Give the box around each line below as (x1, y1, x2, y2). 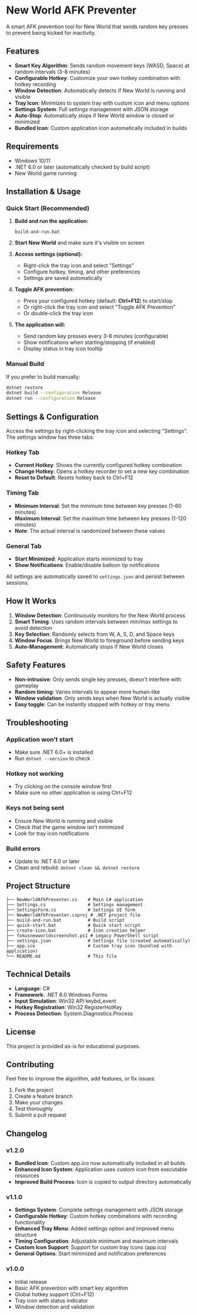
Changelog (6, 1129, 48, 1139)
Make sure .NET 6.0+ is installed (14, 749, 94, 756)
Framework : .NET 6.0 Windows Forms (14, 991, 108, 998)
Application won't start (6, 735, 74, 743)
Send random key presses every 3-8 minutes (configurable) (23, 333, 169, 340)
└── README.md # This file (6, 953, 117, 959)
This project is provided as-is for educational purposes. (6, 1042, 141, 1050)
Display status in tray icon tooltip (23, 345, 103, 352)
